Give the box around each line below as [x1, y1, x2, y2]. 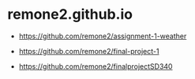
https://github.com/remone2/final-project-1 [18, 46, 159, 56]
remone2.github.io [7, 5, 133, 23]
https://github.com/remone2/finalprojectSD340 [18, 61, 173, 71]
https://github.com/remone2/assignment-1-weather [18, 31, 187, 41]
